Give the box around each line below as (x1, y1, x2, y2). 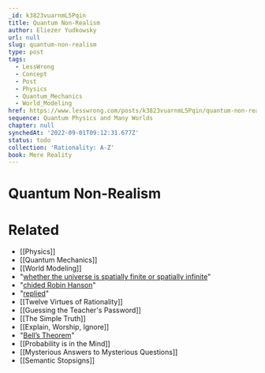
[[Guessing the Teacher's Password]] (19, 305, 142, 315)
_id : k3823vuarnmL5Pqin (8, 11, 87, 20)
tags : (8, 56, 26, 64)
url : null (8, 33, 41, 42)
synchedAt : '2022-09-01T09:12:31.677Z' (8, 129, 140, 136)
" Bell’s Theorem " (19, 330, 75, 340)
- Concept (15, 70, 47, 78)
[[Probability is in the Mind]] (19, 339, 110, 349)
